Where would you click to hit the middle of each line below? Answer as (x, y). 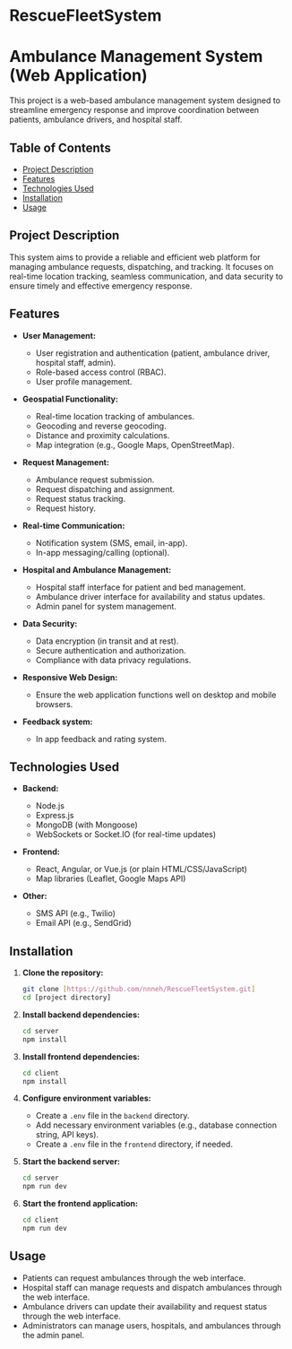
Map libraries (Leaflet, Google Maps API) (111, 878)
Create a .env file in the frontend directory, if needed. (134, 1145)
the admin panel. (53, 1335)
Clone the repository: (63, 973)
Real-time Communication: (73, 525)
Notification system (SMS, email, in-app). (112, 542)
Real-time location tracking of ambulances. (115, 416)
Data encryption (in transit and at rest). (107, 641)
